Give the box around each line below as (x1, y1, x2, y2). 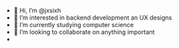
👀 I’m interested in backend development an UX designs (13, 14, 173, 22)
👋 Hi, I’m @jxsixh (13, 7, 62, 14)
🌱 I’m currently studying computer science (13, 21, 134, 28)
